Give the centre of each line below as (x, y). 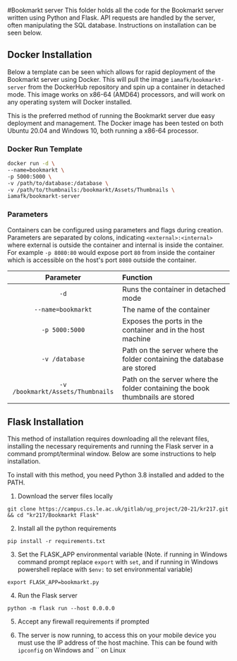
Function (138, 277)
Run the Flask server (47, 595)
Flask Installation (45, 422)
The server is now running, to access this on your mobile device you (117, 636)
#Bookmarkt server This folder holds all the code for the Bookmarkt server (116, 10)
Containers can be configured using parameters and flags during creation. (115, 230)
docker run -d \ (31, 164)
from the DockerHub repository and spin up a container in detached (127, 87)
